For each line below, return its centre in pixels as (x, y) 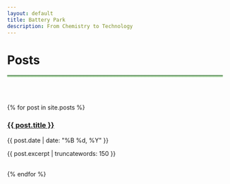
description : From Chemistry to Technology (70, 26)
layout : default (30, 13)
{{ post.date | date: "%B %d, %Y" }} (58, 140)
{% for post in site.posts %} (46, 107)
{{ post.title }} (31, 125)
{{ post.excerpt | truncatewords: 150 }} (62, 153)
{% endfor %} (27, 174)
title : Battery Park (37, 20)
